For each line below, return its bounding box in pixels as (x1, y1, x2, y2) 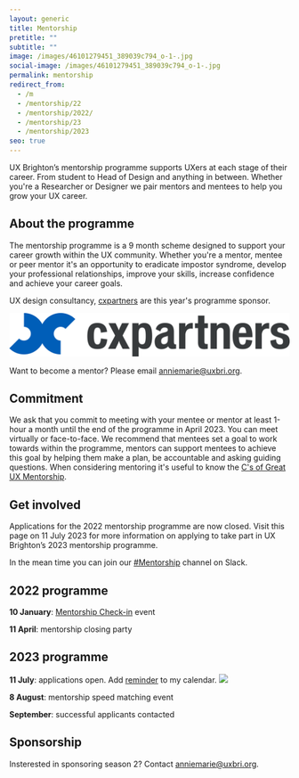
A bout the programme (9, 217, 135, 232)
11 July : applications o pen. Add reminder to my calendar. (9, 674, 217, 685)
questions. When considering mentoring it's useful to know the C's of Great (9, 462, 287, 472)
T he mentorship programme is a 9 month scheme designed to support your (9, 240, 286, 250)
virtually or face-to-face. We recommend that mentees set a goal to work (9, 433, 278, 445)
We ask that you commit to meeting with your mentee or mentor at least (9, 414, 272, 425)
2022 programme (9, 583, 109, 598)
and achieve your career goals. (9, 277, 123, 289)
